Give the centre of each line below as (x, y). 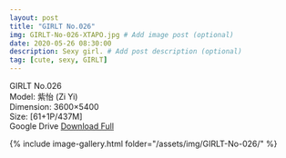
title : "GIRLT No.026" (52, 26)
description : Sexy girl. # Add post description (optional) (126, 52)
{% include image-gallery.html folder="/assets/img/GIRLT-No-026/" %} (143, 143)
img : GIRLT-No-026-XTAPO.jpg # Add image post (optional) (122, 35)
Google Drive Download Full (62, 126)
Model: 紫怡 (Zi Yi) (44, 97)
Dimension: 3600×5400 (54, 107)
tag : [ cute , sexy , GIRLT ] (58, 60)
